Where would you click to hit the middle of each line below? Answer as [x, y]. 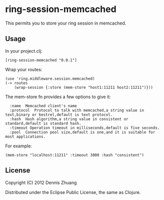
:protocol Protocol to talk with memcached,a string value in [77, 110]
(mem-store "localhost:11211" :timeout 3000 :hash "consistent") [74, 155]
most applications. [25, 136]
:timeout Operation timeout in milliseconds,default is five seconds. [85, 128]
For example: [19, 146]
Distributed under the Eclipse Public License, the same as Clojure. [73, 192]
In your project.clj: [24, 51]
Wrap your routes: [24, 69]
